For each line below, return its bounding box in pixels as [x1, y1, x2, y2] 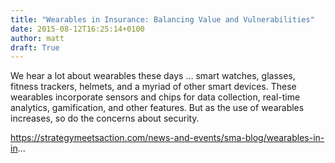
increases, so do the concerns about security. [10, 112, 200, 125]
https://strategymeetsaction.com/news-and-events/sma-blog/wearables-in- [10, 132, 325, 144]
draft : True [10, 42, 60, 53]
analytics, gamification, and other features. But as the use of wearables [10, 102, 305, 114]
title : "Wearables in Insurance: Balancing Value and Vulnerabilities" [10, 14, 315, 25]
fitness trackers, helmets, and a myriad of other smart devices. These [10, 81, 297, 93]
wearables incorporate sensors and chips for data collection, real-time [10, 91, 301, 103]
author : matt [10, 33, 65, 43]
